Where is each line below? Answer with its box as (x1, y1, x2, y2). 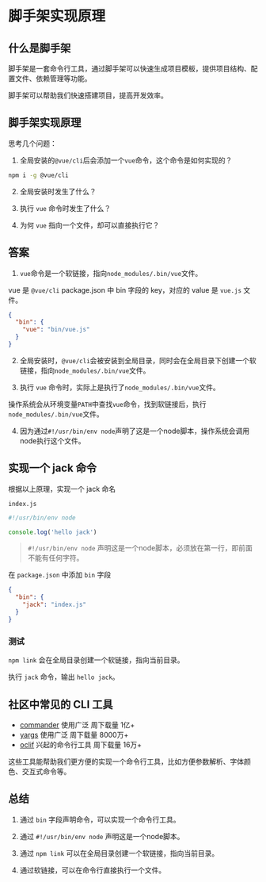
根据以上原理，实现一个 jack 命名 (8, 484, 116, 493)
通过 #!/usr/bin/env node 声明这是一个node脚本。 (19, 831, 184, 841)
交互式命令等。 (21, 766, 71, 776)
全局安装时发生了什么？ (19, 186, 97, 196)
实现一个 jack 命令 (8, 462, 97, 475)
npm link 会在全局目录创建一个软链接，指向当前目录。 (8, 655, 184, 665)
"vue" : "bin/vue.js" (22, 326, 90, 334)
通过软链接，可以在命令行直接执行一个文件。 (19, 865, 166, 875)
